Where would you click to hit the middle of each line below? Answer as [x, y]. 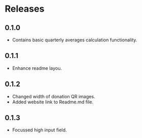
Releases [25, 9]
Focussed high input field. [39, 130]
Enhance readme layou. [37, 68]
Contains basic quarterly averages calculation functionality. [75, 40]
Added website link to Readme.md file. [53, 102]
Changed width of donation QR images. [54, 96]
